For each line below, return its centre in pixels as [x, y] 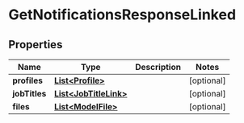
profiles [27, 80]
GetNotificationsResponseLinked [122, 15]
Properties [36, 45]
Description [158, 67]
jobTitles [29, 94]
